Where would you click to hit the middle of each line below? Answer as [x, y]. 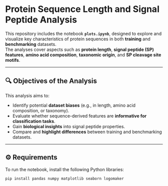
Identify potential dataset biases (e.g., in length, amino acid [74, 105]
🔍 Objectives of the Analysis [51, 81]
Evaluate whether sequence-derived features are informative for [79, 116]
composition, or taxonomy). [41, 110]
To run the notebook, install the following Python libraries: [64, 169]
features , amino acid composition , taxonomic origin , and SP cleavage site [83, 55]
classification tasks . [34, 121]
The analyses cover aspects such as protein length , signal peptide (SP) [79, 49]
